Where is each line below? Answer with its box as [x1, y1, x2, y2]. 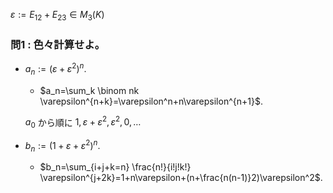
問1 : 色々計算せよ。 [10, 37, 106, 51]
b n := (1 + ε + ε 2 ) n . [24, 138, 101, 154]
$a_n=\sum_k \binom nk [39, 84, 140, 96]
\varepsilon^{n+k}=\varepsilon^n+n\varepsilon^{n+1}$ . [39, 95, 263, 107]
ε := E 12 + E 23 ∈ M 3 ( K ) [10, 9, 105, 23]
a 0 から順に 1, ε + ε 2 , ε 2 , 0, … [24, 114, 142, 130]
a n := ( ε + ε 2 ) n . [24, 61, 87, 77]
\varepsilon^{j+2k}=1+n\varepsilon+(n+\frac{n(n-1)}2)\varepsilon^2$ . [39, 172, 323, 184]
